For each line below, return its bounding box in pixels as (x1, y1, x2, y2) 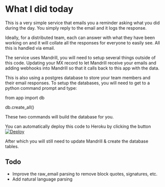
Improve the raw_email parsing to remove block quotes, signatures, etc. (12, 171, 158, 177)
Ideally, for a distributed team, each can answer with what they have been (5, 35, 155, 40)
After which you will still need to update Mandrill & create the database (5, 138, 149, 144)
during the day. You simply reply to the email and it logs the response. (5, 25, 147, 31)
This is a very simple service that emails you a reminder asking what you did (5, 20, 160, 26)
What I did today (5, 3, 74, 15)
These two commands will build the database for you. (5, 113, 114, 119)
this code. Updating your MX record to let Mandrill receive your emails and (5, 60, 157, 66)
